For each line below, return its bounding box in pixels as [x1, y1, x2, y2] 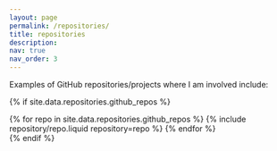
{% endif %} [9, 133, 55, 143]
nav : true [9, 46, 46, 55]
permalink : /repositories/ [9, 21, 110, 30]
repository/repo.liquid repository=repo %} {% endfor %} [9, 123, 216, 134]
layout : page [9, 13, 58, 22]
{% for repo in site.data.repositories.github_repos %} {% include [9, 113, 247, 124]
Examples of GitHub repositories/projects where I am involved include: [9, 80, 269, 89]
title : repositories [9, 29, 87, 38]
